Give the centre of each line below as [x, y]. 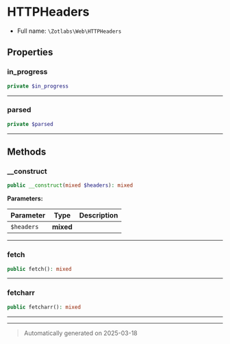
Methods [27, 152]
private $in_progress [38, 86]
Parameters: [25, 198]
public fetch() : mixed [39, 269]
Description [99, 215]
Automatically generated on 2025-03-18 [81, 333]
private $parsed [30, 124]
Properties [30, 52]
